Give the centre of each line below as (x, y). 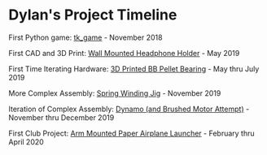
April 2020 (26, 142)
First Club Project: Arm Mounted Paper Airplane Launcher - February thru (131, 133)
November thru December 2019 (61, 117)
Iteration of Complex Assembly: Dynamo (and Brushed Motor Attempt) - (129, 109)
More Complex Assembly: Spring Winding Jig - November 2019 (115, 93)
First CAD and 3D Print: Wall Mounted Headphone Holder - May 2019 (124, 53)
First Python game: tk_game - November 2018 (85, 37)
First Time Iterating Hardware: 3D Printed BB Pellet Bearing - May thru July (134, 69)
